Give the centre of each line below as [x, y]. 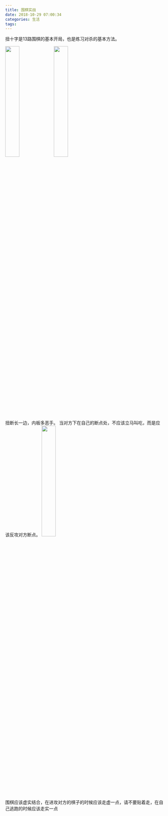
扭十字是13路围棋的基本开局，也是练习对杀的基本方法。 [62, 39]
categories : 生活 [23, 19]
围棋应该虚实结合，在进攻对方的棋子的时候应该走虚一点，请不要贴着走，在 [82, 802]
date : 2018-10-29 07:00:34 [33, 15]
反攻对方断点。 [25, 535]
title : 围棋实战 [21, 10]
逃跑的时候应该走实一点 [34, 809]
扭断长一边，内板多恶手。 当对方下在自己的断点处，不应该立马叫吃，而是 [80, 423]
